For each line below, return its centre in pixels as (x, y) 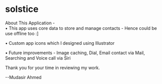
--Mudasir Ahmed (24, 77)
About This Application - (30, 23)
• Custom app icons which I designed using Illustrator (60, 43)
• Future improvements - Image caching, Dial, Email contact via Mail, (75, 53)
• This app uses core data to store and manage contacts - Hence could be (81, 28)
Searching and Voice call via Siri (38, 58)
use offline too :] (22, 33)
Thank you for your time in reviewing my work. (53, 68)
